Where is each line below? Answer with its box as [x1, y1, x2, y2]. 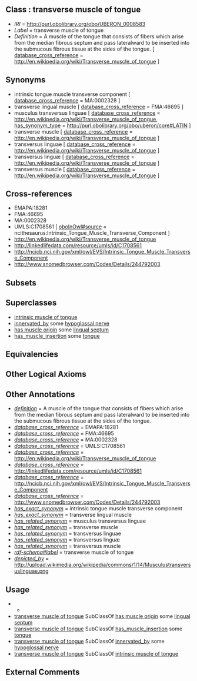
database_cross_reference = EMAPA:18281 [14, 424, 119, 431]
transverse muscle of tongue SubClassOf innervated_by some [14, 638, 165, 645]
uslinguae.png [14, 567, 49, 574]
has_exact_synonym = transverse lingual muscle [14, 511, 132, 519]
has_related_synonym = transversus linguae [14, 530, 122, 537]
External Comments [5, 667, 80, 677]
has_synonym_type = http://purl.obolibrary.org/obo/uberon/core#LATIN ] [14, 122, 191, 129]
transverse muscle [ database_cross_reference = [14, 128, 133, 135]
